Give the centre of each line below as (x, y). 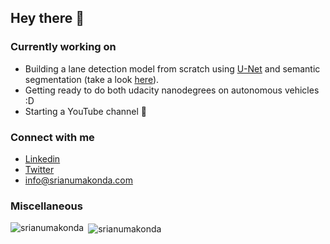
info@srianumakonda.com (79, 180)
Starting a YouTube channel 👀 (86, 111)
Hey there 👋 (47, 18)
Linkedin (42, 158)
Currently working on (63, 47)
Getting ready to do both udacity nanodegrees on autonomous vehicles (172, 90)
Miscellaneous (46, 206)
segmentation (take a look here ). (92, 79)
